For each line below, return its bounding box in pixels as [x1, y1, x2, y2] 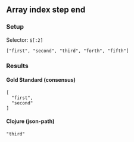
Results [6, 61, 29, 70]
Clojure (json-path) [6, 118, 55, 125]
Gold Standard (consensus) [6, 76, 76, 84]
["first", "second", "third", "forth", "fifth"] [6, 48, 129, 54]
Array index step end [6, 5, 86, 15]
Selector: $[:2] [6, 36, 43, 44]
